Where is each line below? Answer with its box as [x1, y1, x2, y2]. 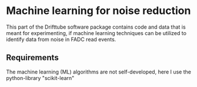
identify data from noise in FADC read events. [6, 36, 116, 43]
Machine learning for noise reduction [6, 4, 191, 18]
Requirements [6, 53, 59, 62]
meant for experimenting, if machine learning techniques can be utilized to [6, 29, 187, 36]
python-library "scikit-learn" [6, 74, 75, 81]
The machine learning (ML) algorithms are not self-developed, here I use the [6, 68, 191, 75]
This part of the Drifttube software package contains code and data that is [6, 23, 186, 30]
